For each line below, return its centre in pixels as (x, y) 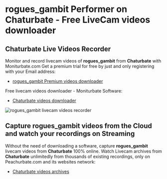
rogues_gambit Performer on (66, 9)
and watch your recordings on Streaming (70, 134)
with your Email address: (30, 71)
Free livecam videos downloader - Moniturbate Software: (64, 91)
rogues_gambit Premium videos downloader (58, 81)
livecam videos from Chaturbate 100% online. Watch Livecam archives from (83, 151)
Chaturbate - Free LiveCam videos (78, 20)
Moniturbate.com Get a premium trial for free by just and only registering (80, 66)
